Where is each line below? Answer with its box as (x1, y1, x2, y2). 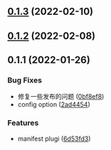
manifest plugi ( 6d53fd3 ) (17, 134, 91, 143)
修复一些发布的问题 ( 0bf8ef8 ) (17, 92, 105, 101)
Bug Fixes (7, 75, 43, 85)
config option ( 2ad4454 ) (17, 100, 90, 109)
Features (7, 118, 39, 128)
